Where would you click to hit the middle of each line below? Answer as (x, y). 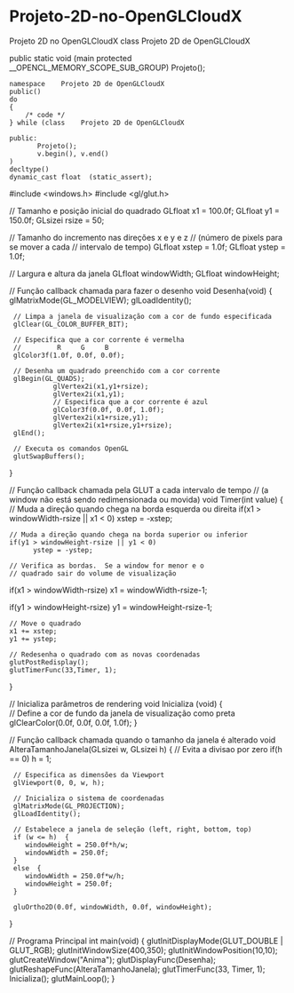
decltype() (29, 169)
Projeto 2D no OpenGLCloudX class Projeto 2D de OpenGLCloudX (130, 41)
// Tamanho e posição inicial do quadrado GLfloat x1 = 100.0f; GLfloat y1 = (144, 211)
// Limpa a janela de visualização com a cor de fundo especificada (143, 316)
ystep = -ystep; (63, 550)
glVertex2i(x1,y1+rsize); (101, 386)
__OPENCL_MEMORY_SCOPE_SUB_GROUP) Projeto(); (107, 68)
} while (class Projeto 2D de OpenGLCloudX (97, 123)
